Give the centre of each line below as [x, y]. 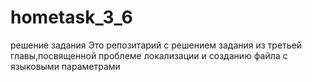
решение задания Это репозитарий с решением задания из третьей [156, 45]
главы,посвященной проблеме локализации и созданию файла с [149, 55]
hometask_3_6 [71, 17]
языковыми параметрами [65, 66]
